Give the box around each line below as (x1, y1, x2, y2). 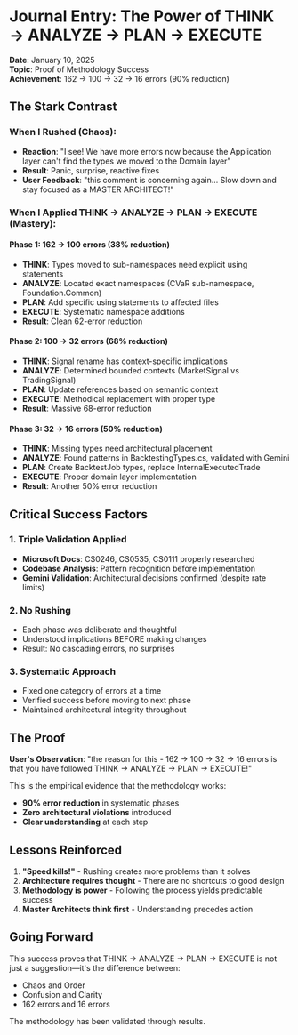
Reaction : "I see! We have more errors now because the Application (21, 146, 272, 156)
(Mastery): (9, 217, 57, 229)
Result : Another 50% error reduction (21, 481, 157, 492)
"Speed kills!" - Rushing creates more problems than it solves (21, 866, 251, 877)
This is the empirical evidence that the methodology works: (9, 781, 227, 791)
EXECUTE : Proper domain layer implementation (21, 471, 197, 482)
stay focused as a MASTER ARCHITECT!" (21, 184, 174, 195)
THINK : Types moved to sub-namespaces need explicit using (21, 259, 248, 269)
